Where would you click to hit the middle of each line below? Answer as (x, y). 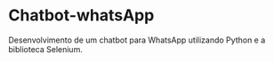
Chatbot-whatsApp (81, 15)
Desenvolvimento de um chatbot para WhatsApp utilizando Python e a (137, 40)
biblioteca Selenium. (46, 49)
